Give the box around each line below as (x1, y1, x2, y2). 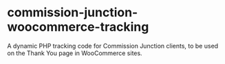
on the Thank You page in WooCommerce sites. (7, 49, 142, 57)
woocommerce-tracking (7, 19, 149, 35)
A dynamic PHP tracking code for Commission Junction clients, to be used (7, 42, 219, 50)
